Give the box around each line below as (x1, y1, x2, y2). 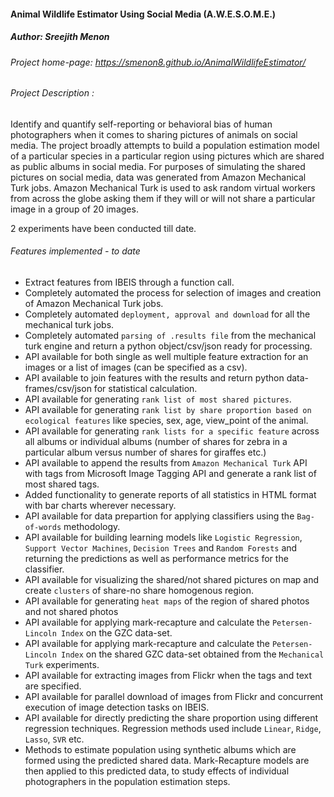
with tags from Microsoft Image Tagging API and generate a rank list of (24, 467, 317, 479)
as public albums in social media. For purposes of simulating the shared (10, 160, 306, 172)
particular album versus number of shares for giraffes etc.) (24, 446, 267, 458)
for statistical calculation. (93, 382, 198, 394)
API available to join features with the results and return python (24, 371, 285, 384)
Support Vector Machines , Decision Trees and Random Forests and (24, 541, 298, 554)
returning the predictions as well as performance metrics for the (24, 552, 289, 564)
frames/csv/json (24, 382, 92, 394)
